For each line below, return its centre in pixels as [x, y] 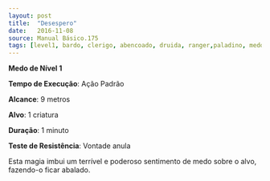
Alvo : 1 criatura [33, 115]
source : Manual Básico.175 [53, 38]
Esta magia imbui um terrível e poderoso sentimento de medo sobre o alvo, [133, 162]
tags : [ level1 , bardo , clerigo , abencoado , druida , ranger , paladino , [127, 46]
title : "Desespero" [43, 23]
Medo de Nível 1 [35, 68]
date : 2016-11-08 [41, 30]
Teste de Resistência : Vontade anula [70, 146]
